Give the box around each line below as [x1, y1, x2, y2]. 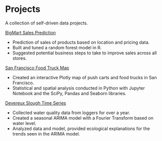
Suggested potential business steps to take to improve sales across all [12, 50, 157, 56]
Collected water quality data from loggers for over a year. [12, 110, 131, 116]
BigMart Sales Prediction [5, 29, 56, 35]
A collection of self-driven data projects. [5, 20, 88, 26]
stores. [12, 55, 27, 61]
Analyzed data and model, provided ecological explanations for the [12, 126, 151, 132]
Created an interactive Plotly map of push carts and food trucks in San [12, 74, 157, 80]
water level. [12, 120, 36, 126]
